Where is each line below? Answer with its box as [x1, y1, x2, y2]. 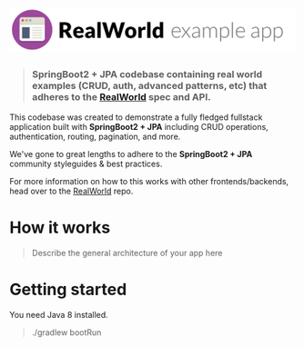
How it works [9, 217, 111, 238]
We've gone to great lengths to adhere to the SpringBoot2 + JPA [9, 148, 253, 159]
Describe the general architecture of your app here [31, 247, 223, 258]
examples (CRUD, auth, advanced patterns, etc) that [31, 80, 268, 93]
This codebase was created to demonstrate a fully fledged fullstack [9, 112, 263, 123]
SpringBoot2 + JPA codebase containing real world [31, 68, 263, 81]
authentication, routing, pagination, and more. [9, 131, 181, 142]
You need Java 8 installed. [9, 309, 109, 320]
